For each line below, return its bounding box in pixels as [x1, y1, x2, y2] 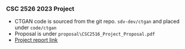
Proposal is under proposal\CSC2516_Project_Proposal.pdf [14, 30, 155, 37]
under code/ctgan [14, 24, 57, 31]
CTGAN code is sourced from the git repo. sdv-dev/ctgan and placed [14, 18, 180, 25]
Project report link [14, 37, 58, 44]
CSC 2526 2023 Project [6, 5, 75, 13]
